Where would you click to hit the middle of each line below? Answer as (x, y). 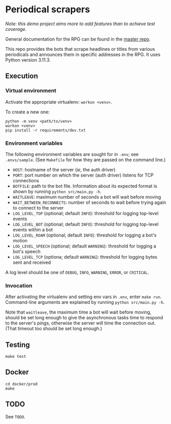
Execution (22, 76)
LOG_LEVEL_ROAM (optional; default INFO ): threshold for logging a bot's (85, 235)
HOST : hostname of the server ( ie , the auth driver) (64, 169)
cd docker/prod (22, 384)
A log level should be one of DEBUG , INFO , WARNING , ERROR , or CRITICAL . (77, 272)
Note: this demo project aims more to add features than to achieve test (80, 24)
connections (26, 180)
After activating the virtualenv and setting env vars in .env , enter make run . (83, 297)
